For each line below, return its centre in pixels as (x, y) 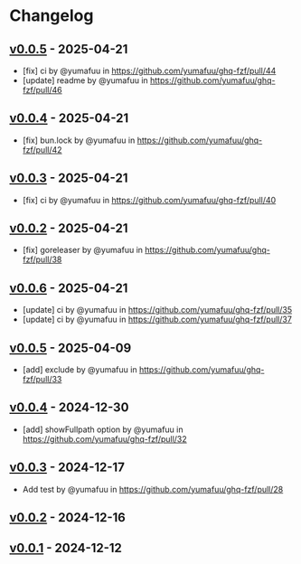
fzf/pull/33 (42, 380)
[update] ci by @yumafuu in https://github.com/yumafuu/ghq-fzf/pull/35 (157, 310)
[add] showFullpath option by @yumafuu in (103, 429)
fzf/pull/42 (42, 149)
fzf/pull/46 (42, 90)
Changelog (52, 16)
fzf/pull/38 (42, 259)
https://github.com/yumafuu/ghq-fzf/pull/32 (104, 438)
